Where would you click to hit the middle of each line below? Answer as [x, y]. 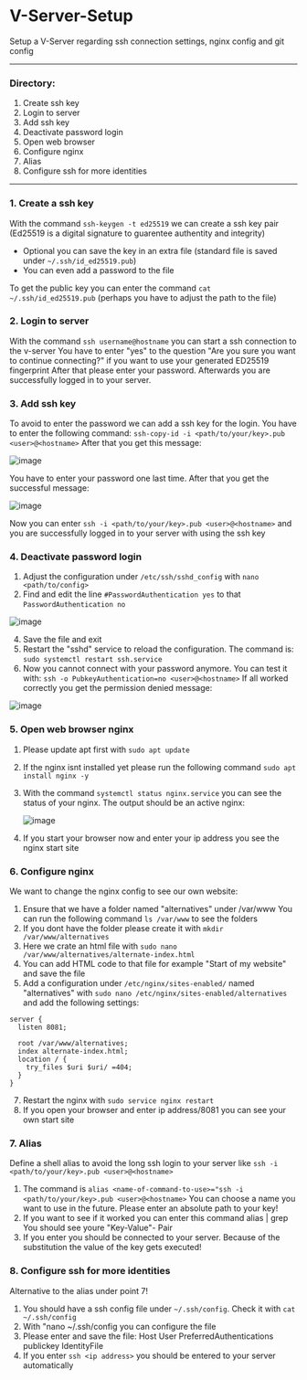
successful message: [49, 488]
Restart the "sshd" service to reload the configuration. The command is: [158, 649]
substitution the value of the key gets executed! [112, 1247]
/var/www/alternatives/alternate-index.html [109, 955]
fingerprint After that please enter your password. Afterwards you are [140, 370]
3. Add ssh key [43, 403]
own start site [48, 1120]
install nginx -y [56, 776]
